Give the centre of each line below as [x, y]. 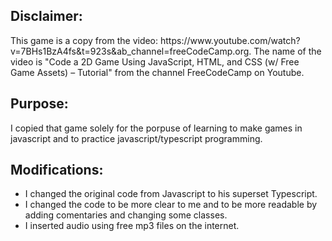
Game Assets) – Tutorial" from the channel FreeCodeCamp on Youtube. [157, 72]
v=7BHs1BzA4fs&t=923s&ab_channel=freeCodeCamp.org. [131, 51]
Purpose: [39, 104]
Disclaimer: [46, 16]
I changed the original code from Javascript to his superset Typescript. [171, 194]
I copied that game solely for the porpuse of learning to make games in [156, 128]
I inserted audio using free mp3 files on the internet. [132, 226]
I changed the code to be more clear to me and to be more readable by [171, 205]
